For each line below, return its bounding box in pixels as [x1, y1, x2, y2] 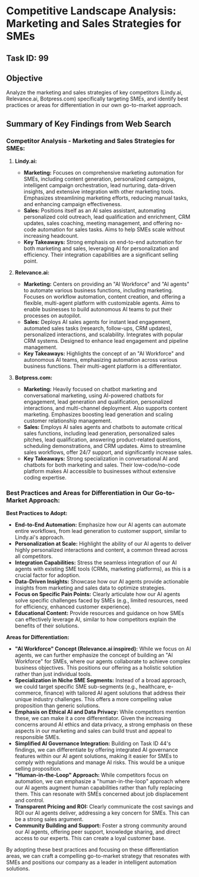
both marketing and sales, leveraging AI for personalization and [23, 245, 179, 252]
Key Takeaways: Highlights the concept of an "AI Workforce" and [23, 350, 185, 357]
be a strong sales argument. [14, 816, 84, 823]
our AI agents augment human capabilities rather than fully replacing [14, 784, 183, 791]
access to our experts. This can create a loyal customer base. [14, 835, 166, 842]
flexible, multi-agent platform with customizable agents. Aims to [23, 299, 180, 307]
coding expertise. [23, 474, 67, 481]
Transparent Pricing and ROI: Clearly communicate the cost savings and [14, 803, 194, 810]
